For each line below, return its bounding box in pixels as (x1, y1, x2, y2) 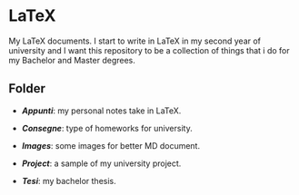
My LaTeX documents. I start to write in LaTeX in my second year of (8, 35, 261, 46)
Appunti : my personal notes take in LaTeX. (21, 105, 182, 116)
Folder (8, 81, 46, 96)
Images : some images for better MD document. (21, 140, 201, 151)
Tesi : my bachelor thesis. (21, 175, 117, 186)
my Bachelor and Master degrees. (8, 54, 135, 65)
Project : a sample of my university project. (21, 158, 182, 169)
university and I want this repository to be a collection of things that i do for (8, 44, 290, 55)
